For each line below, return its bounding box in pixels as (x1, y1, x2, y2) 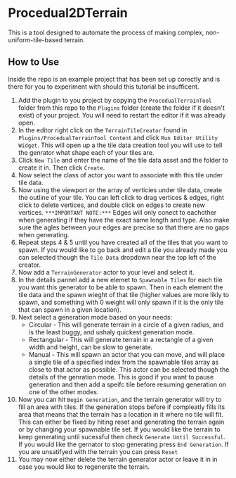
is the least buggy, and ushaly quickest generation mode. (28, 327, 195, 336)
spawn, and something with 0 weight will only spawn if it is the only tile (18, 298, 224, 306)
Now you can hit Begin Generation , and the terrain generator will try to (18, 395, 222, 403)
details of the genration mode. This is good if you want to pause (28, 372, 214, 381)
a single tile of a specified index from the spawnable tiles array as (28, 358, 219, 366)
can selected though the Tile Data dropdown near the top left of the (18, 253, 217, 261)
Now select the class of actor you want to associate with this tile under (18, 170, 223, 179)
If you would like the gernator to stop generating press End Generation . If (18, 440, 229, 448)
